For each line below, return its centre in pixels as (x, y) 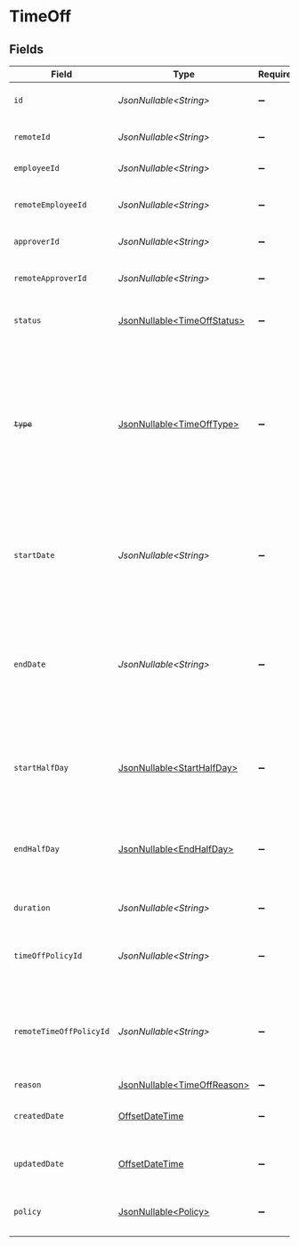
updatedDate (39, 1164)
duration (32, 908)
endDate (30, 664)
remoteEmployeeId (50, 205)
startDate (34, 555)
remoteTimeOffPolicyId (61, 1031)
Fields (27, 49)
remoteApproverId (50, 278)
